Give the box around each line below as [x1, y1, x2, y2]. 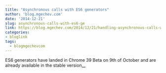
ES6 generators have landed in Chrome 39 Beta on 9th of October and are [5, 57, 157, 63]
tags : [5, 39, 16, 44]
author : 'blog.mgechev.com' [5, 12, 63, 17]
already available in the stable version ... [5, 62, 86, 68]
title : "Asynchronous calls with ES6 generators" [5, 7, 110, 12]
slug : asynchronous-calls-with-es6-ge [5, 21, 85, 26]
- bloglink [5, 35, 28, 40]
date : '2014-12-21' [5, 16, 45, 21]
